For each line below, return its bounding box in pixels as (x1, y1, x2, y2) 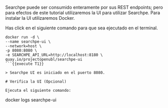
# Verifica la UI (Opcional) (5, 79, 67, 84)
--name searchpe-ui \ (5, 39, 51, 44)
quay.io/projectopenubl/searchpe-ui (5, 57, 82, 62)
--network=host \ (5, 44, 42, 49)
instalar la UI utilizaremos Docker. (5, 15, 75, 21)
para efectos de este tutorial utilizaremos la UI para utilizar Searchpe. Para (5, 10, 160, 16)
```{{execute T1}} (5, 61, 44, 66)
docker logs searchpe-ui (5, 97, 57, 103)
